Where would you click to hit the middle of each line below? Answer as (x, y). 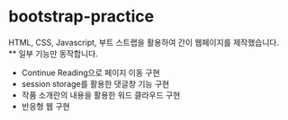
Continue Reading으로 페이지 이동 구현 (90, 73)
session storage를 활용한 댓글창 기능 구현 (95, 83)
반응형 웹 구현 (45, 106)
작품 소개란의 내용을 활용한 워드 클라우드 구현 (101, 95)
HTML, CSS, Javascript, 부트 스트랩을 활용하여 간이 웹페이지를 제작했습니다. (144, 42)
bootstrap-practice (81, 17)
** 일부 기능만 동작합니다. (53, 53)
